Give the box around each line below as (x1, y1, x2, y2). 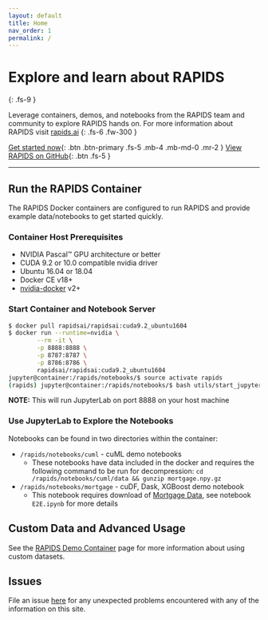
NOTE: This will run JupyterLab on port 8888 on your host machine (8, 395, 230, 405)
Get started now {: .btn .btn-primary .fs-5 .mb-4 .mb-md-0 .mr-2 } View (8, 143, 242, 153)
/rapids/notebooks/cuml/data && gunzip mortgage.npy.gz (31, 475, 222, 483)
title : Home (8, 19, 48, 27)
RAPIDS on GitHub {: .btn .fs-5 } (8, 151, 111, 161)
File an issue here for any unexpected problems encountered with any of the (8, 596, 259, 606)
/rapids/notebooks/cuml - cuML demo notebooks (19, 449, 182, 459)
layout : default (8, 11, 62, 20)
